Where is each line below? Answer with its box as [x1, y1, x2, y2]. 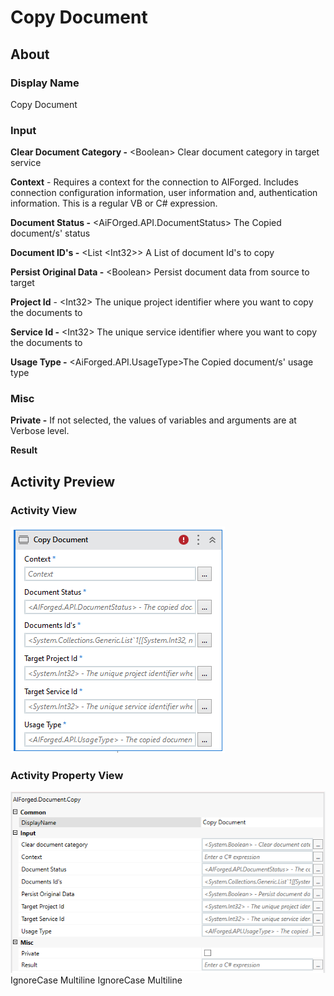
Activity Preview [10, 473, 116, 490]
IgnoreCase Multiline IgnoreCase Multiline [10, 974, 183, 986]
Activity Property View [10, 769, 124, 783]
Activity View [10, 503, 78, 517]
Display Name [10, 76, 80, 90]
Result [10, 444, 38, 456]
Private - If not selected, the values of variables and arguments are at [10, 414, 297, 426]
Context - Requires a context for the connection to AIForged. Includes [10, 176, 299, 188]
